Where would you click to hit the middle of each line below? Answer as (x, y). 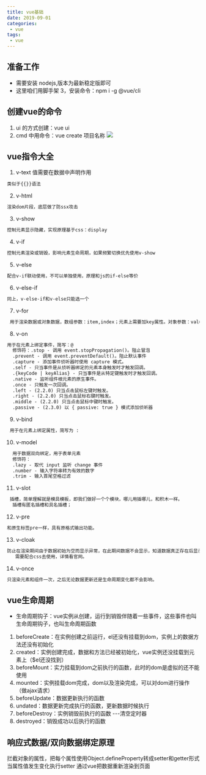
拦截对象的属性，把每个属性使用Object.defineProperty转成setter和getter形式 (103, 758)
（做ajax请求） (35, 690)
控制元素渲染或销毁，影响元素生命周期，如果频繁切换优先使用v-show (81, 253)
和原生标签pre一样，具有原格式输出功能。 (52, 528)
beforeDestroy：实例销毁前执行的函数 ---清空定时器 (81, 714)
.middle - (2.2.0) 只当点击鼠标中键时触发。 (64, 402)
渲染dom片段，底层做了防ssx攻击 (42, 207)
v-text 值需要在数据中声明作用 (53, 172)
